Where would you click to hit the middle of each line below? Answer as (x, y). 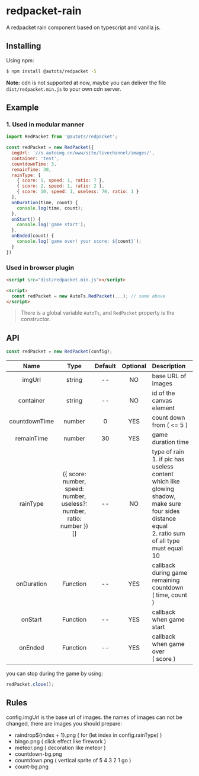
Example (23, 108)
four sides (166, 511)
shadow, (164, 496)
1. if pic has (168, 460)
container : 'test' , (36, 159)
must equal (167, 549)
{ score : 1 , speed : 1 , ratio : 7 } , (61, 180)
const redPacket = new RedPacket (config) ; (59, 351)
